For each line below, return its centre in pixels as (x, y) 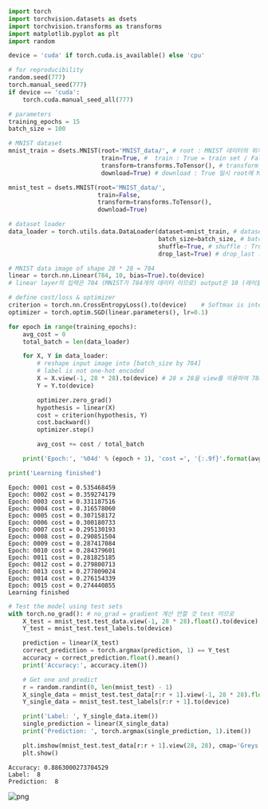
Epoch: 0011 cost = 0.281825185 (62, 557)
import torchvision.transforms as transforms (85, 26)
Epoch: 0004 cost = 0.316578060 (62, 508)
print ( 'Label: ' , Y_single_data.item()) (91, 716)
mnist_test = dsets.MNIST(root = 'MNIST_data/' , (87, 188)
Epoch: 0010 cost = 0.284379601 (62, 550)
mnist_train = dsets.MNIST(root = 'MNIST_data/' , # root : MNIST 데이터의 (128, 151)
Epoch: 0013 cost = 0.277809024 (62, 571)
